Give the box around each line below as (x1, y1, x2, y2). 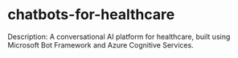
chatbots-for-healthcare (7, 6, 175, 24)
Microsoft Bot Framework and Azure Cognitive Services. (7, 40, 194, 49)
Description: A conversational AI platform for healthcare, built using (7, 32, 231, 41)
